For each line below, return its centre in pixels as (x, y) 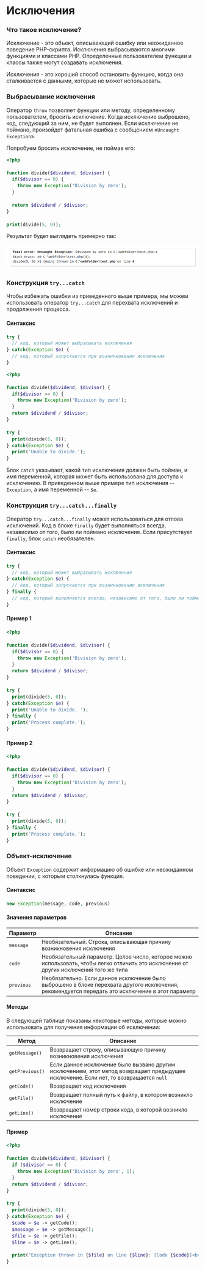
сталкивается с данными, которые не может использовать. (84, 81)
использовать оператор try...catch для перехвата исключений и (92, 303)
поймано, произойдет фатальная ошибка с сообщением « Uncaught (93, 130)
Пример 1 (19, 618)
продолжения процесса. (38, 309)
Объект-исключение (39, 856)
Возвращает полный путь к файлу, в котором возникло (121, 1094)
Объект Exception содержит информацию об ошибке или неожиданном (100, 869)
